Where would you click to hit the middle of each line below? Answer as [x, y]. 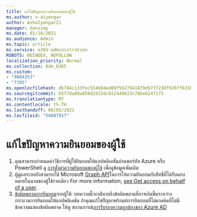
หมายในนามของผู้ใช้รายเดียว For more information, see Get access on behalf [100, 181]
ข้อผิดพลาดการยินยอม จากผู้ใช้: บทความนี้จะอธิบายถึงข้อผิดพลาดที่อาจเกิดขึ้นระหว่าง [93, 194]
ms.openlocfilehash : [31, 88]
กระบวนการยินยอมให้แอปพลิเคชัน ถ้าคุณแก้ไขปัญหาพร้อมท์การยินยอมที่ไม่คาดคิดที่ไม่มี [97, 201]
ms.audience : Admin [30, 39]
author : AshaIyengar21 [34, 22]
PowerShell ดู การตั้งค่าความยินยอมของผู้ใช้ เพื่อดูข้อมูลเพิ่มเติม [77, 168]
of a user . [26, 188]
